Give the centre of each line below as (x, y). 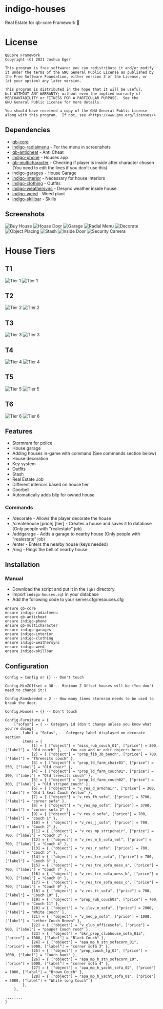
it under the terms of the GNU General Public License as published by (79, 72)
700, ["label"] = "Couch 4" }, (37, 844)
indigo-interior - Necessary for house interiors (59, 178)
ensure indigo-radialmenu (31, 613)
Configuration (27, 666)
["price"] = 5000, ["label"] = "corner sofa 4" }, (58, 964)
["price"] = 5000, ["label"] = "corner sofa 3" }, (58, 947)
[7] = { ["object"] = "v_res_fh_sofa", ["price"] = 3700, (91, 797)
